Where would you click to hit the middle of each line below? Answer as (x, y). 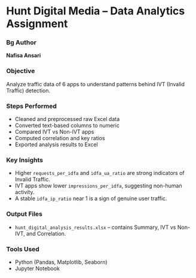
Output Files (24, 214)
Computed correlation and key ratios (60, 138)
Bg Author (22, 43)
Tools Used (23, 249)
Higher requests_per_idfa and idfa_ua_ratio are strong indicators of (99, 173)
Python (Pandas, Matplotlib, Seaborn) (61, 262)
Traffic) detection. (28, 90)
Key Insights (25, 160)
